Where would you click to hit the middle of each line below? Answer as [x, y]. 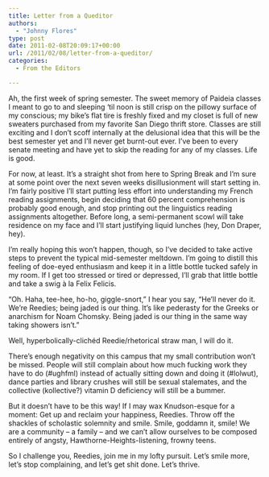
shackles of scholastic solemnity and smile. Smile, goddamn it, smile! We [129, 423]
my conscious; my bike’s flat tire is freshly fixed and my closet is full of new [133, 115]
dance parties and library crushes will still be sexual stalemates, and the [128, 382]
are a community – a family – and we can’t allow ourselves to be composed [133, 431]
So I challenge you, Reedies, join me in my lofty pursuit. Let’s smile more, [129, 455]
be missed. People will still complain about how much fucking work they [128, 364]
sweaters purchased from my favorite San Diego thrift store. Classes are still [135, 124]
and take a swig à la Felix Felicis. [62, 284]
